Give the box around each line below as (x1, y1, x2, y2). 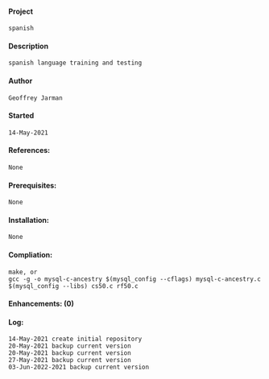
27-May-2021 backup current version (8, 356, 131, 365)
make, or (8, 268, 38, 276)
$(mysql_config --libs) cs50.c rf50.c (8, 282, 139, 290)
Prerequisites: (8, 180, 57, 190)
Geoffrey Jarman (8, 93, 63, 102)
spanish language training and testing (8, 59, 143, 68)
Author (8, 76, 33, 85)
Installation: (8, 215, 50, 225)
